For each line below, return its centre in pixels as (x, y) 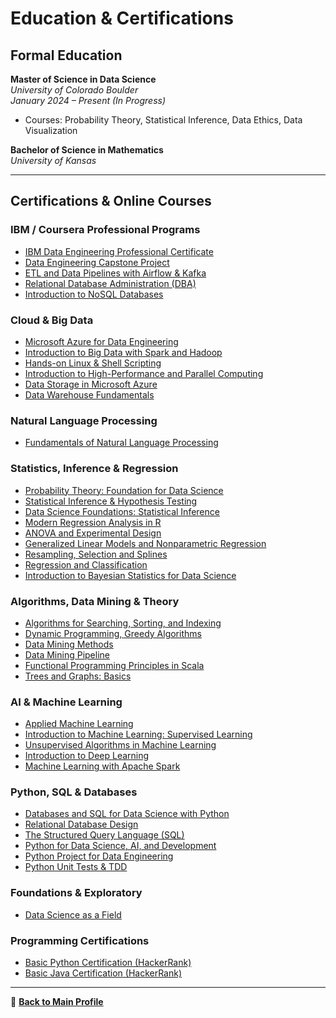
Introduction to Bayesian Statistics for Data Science (130, 575)
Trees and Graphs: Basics (78, 676)
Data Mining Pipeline (67, 654)
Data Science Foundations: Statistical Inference (122, 511)
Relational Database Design (81, 824)
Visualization (51, 130)
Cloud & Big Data (52, 320)
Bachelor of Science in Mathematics (87, 150)
